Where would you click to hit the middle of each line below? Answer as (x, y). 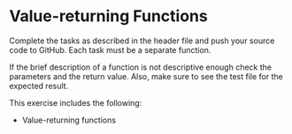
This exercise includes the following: (76, 102)
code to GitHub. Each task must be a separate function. (110, 49)
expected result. (39, 86)
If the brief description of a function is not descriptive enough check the (141, 67)
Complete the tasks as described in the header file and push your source (142, 41)
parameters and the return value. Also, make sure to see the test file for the (146, 76)
